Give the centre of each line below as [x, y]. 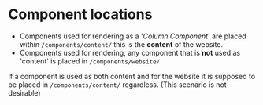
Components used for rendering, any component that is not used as [130, 52]
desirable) [24, 92]
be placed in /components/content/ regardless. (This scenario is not [117, 85]
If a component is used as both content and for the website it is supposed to [132, 76]
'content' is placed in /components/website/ [90, 61]
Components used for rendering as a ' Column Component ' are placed [133, 36]
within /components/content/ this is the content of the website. [121, 44]
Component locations [80, 14]
